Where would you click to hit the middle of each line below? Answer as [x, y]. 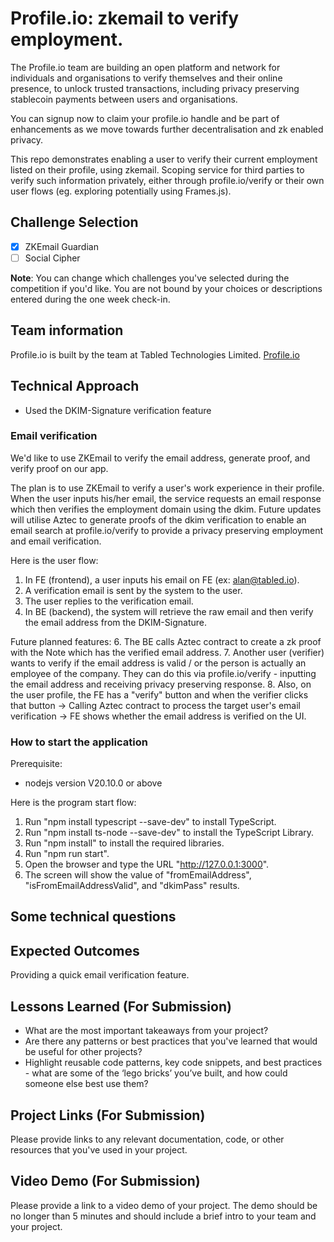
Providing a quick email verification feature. [100, 975]
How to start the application [79, 742]
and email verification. [56, 541]
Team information [67, 330]
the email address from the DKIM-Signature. [115, 622]
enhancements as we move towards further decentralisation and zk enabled [167, 129]
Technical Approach [75, 386]
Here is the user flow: [54, 560]
